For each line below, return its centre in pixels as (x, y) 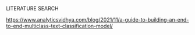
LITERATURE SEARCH (33, 8)
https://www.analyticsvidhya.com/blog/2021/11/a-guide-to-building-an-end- (97, 20)
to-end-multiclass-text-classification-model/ (60, 26)
